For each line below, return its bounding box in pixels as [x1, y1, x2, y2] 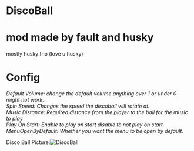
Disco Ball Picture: [6, 139, 51, 146]
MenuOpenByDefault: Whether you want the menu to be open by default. [6, 128, 184, 135]
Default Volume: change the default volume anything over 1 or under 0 [6, 90, 177, 97]
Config [6, 71, 40, 84]
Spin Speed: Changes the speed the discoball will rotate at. [6, 102, 150, 109]
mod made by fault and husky [6, 31, 154, 44]
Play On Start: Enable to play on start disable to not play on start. [6, 121, 165, 128]
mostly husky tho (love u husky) [6, 50, 83, 57]
